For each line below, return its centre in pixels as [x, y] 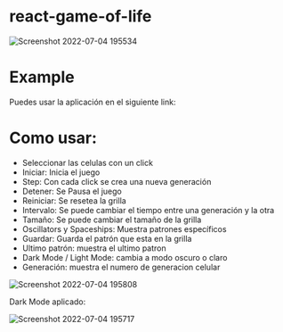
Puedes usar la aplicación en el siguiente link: [93, 102]
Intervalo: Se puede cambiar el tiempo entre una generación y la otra [148, 210]
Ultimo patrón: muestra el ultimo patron [94, 248]
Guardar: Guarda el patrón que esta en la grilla [107, 238]
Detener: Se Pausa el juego [72, 191]
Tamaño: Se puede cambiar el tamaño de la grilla [112, 220]
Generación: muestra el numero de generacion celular [121, 267]
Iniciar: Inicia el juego [61, 172]
